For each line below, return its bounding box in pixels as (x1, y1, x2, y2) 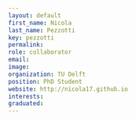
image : (8, 63, 30, 71)
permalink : (8, 41, 44, 49)
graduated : (8, 99, 44, 107)
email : (8, 56, 30, 64)
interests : (8, 92, 44, 100)
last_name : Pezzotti (8, 26, 76, 34)
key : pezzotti (8, 33, 55, 42)
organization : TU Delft (8, 70, 86, 78)
